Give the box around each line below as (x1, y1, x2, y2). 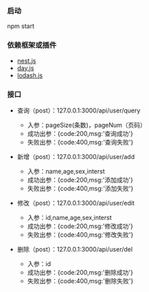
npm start (7, 22, 35, 30)
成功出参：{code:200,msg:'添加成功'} (27, 175, 134, 184)
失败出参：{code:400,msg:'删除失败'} (27, 276, 134, 285)
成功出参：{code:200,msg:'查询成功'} (27, 129, 134, 138)
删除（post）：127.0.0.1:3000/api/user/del (16, 245, 133, 253)
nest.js (16, 56, 36, 64)
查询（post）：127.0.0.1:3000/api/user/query (16, 106, 141, 114)
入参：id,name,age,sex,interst (27, 213, 112, 221)
